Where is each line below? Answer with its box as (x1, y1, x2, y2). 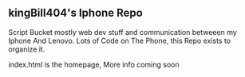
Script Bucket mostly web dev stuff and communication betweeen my (8, 27, 237, 37)
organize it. (8, 44, 45, 54)
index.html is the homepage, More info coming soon (8, 60, 180, 69)
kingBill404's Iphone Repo (8, 6, 144, 20)
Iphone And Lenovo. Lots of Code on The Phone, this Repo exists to (8, 36, 231, 45)
